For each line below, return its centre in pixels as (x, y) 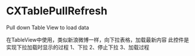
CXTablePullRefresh (57, 11)
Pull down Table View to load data (48, 27)
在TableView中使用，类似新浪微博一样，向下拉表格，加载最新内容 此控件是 (97, 39)
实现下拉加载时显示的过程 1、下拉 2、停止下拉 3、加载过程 (78, 47)
